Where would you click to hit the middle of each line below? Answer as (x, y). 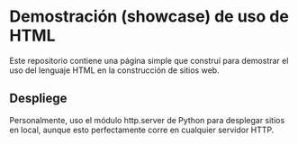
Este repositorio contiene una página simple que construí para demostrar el (149, 60)
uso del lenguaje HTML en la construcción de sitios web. (114, 70)
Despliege (38, 99)
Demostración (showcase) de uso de (149, 17)
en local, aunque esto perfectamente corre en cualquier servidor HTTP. (142, 130)
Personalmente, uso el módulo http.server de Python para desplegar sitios (147, 120)
